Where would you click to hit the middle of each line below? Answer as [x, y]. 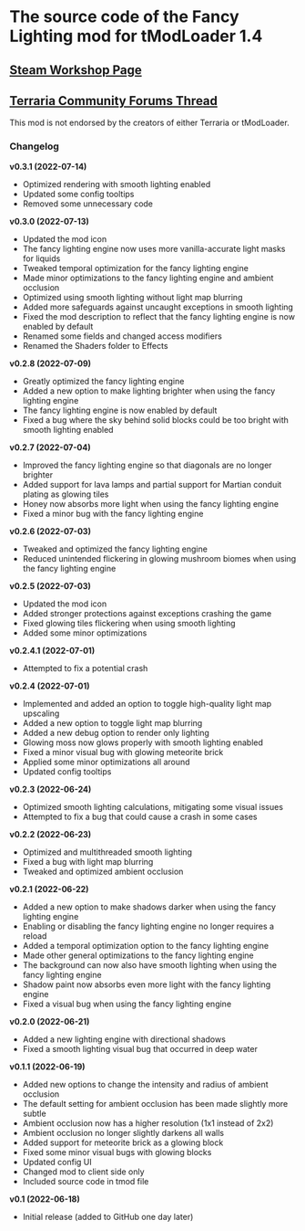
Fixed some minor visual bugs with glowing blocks [117, 1152]
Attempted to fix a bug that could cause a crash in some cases [140, 816]
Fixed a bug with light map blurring [88, 861]
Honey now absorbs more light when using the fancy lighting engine [151, 503]
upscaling [41, 713]
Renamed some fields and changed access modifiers [122, 336]
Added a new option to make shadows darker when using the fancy [149, 907]
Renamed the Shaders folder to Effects [95, 345]
